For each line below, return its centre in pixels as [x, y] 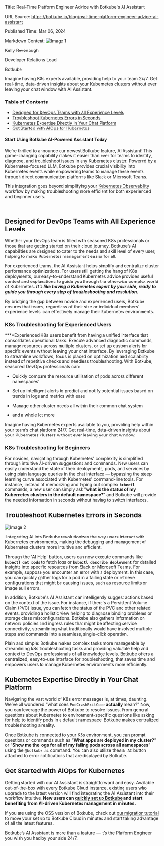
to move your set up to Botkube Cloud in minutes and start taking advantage [82, 818]
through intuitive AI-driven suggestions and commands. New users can [77, 463]
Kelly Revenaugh [22, 50]
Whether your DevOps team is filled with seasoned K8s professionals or [77, 241]
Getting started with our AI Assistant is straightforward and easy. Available [80, 783]
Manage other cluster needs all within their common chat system [77, 405]
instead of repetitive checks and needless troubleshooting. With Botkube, [79, 361]
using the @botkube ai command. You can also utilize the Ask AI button [76, 750]
